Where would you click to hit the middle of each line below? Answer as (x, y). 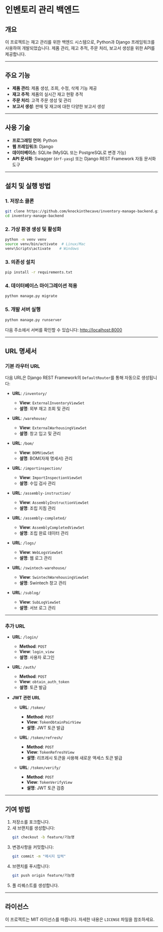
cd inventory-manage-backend (34, 216)
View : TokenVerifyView (49, 782)
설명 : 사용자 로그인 (37, 657)
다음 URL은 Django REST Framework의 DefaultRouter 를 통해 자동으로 (73, 378)
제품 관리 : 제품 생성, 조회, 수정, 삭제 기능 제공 (54, 88)
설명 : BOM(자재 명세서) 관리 (46, 458)
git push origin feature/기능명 (43, 876)
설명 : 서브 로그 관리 (37, 608)
